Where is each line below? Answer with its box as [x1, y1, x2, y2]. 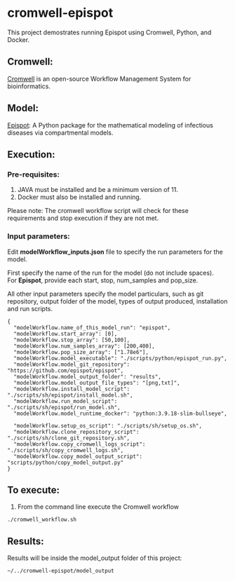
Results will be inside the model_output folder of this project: [7, 554, 182, 562]
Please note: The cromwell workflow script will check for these [7, 207, 189, 215]
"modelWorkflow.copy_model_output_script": [13, 453, 142, 460]
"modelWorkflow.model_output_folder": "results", [13, 373, 161, 380]
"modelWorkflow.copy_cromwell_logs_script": [13, 440, 146, 448]
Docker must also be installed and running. [17, 193, 142, 201]
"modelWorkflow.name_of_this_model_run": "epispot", [13, 324, 171, 331]
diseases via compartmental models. [7, 128, 114, 137]
